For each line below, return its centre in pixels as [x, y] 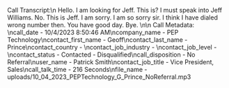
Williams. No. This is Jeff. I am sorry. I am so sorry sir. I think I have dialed [112, 17]
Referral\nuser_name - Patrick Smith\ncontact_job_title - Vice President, [111, 62]
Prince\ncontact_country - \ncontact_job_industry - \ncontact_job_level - [112, 47]
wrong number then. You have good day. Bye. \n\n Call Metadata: [101, 25]
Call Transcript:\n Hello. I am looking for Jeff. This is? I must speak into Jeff [115, 10]
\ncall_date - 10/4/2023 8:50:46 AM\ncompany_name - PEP [93, 32]
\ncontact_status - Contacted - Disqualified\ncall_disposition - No [101, 54]
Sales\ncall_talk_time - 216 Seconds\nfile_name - [77, 69]
